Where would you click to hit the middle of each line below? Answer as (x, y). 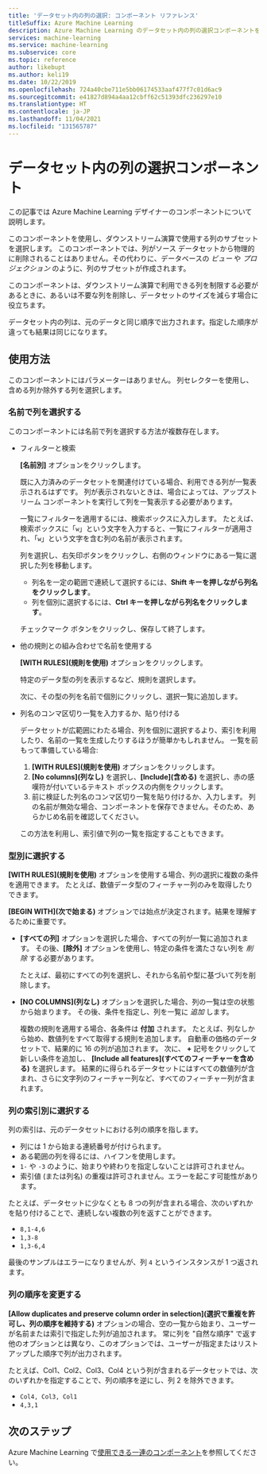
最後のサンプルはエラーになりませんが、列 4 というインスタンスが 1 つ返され (133, 1262)
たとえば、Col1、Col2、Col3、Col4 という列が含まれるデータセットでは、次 (133, 1370)
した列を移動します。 (62, 565)
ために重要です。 (43, 922)
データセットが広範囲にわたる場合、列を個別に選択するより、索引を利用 (138, 730)
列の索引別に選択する (49, 1111)
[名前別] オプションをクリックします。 (82, 465)
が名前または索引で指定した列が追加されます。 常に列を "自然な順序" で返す (132, 1333)
